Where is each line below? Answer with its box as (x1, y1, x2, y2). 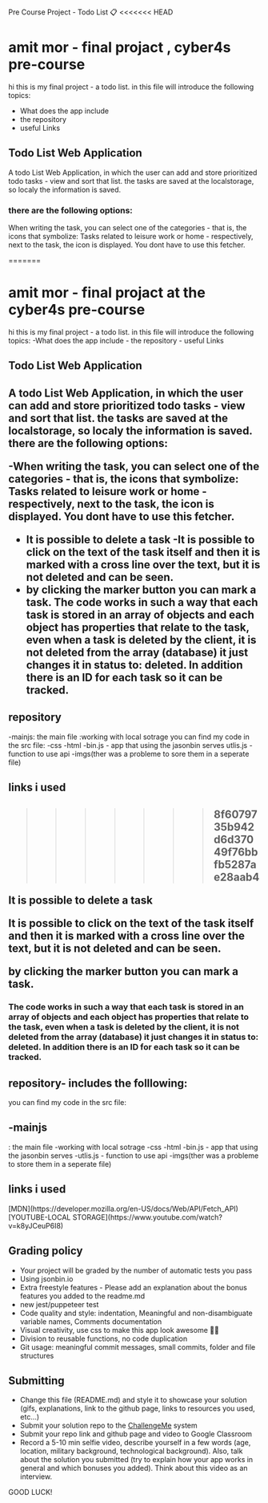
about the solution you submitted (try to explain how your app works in (19, 1455, 254, 1464)
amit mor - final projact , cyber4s (8, 39, 231, 57)
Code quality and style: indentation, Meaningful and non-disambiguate (19, 1308, 254, 1318)
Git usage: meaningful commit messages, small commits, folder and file (19, 1342, 256, 1351)
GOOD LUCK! (8, 1488, 53, 1497)
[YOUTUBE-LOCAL (8, 1212, 71, 1222)
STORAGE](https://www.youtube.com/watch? (72, 1212, 222, 1222)
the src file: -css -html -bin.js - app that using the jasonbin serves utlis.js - (8, 740, 254, 749)
